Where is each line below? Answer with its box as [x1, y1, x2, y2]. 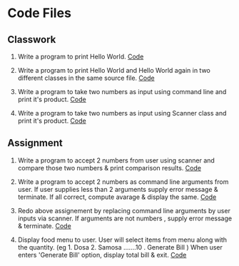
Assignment [7, 137, 63, 149]
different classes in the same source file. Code [17, 73, 155, 82]
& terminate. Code [17, 221, 71, 230]
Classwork [7, 34, 56, 46]
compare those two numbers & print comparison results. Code [17, 163, 202, 172]
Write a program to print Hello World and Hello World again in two [17, 66, 210, 74]
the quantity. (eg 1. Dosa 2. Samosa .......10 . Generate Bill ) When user [17, 242, 223, 251]
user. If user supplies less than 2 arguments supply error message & [17, 185, 219, 193]
